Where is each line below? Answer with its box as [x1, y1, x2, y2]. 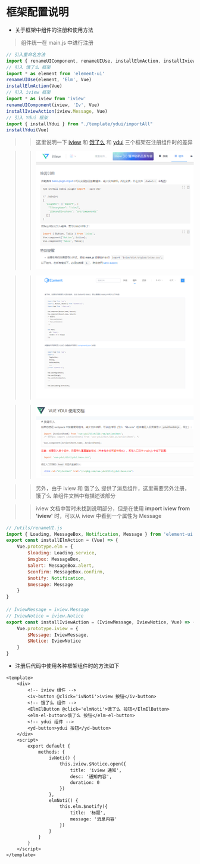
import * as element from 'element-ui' [6, 70, 105, 76]
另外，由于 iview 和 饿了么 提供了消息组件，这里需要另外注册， [35, 485, 190, 492]
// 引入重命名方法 [6, 51, 46, 57]
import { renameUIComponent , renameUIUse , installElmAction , [6, 58, 161, 64]
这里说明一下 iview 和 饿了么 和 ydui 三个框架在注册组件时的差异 [35, 138, 193, 146]
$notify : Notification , [27, 575, 86, 581]
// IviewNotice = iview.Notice [6, 613, 84, 619]
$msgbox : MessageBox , [27, 556, 82, 563]
